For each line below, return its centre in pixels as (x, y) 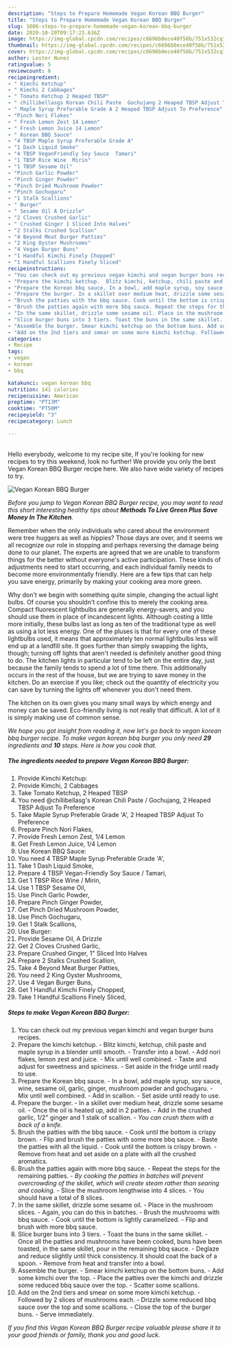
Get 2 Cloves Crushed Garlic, (59, 946)
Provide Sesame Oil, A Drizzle (60, 938)
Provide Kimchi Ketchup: (52, 778)
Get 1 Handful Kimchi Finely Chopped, (71, 989)
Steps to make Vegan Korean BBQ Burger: (69, 1013)
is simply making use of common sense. (64, 717)
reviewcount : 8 (29, 71)
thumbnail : (23, 45)
